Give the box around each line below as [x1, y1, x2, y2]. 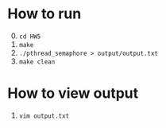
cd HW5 [18, 33, 41, 41]
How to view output [7, 84, 139, 103]
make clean [18, 57, 56, 66]
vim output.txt [18, 112, 70, 120]
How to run [7, 5, 82, 23]
